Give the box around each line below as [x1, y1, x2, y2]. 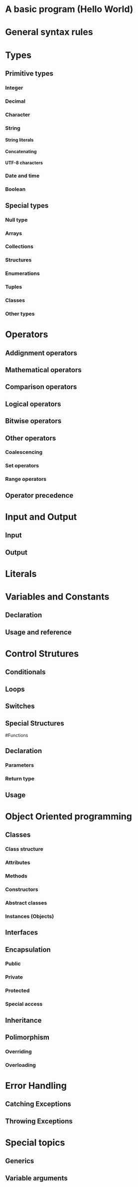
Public [5, 960, 21, 967]
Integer [5, 84, 23, 91]
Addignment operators [5, 349, 77, 357]
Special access [5, 1001, 43, 1008]
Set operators [5, 462, 39, 469]
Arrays [5, 229, 22, 236]
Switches [5, 702, 35, 711]
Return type [5, 775, 35, 782]
